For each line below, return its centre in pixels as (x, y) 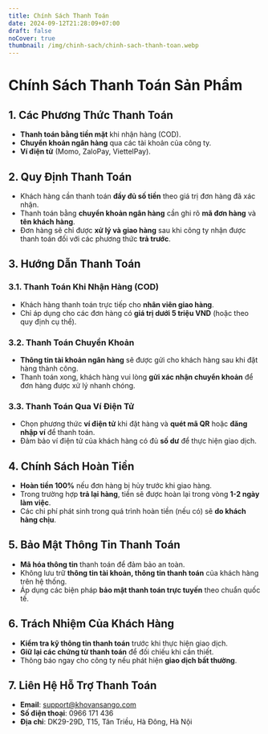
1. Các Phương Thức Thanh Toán (91, 115)
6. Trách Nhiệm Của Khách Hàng (91, 624)
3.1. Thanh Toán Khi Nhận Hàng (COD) (83, 287)
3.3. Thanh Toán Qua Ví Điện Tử (71, 406)
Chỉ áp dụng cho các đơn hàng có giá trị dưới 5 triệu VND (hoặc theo (134, 313)
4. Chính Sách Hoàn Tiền (71, 466)
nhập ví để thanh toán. (57, 433)
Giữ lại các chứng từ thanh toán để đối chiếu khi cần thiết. (117, 651)
